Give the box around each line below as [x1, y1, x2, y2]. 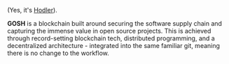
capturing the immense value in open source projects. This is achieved [7, 27, 211, 35]
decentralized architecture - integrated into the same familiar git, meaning [7, 42, 221, 49]
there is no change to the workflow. [7, 49, 110, 57]
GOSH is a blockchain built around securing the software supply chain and [7, 19, 223, 27]
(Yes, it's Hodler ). [7, 6, 57, 14]
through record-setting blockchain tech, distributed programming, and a [7, 34, 215, 42]
